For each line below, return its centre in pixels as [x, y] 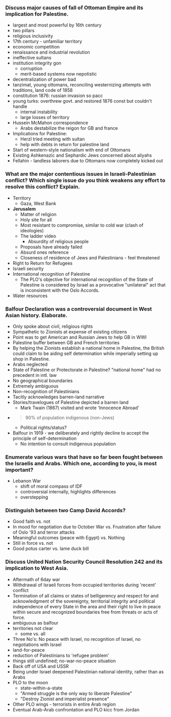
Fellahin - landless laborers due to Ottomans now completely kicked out [88, 161]
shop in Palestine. [31, 358]
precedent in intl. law [35, 375]
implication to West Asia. [37, 568]
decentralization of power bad [44, 79]
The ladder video [38, 236]
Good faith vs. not [32, 521]
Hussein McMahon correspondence [50, 123]
